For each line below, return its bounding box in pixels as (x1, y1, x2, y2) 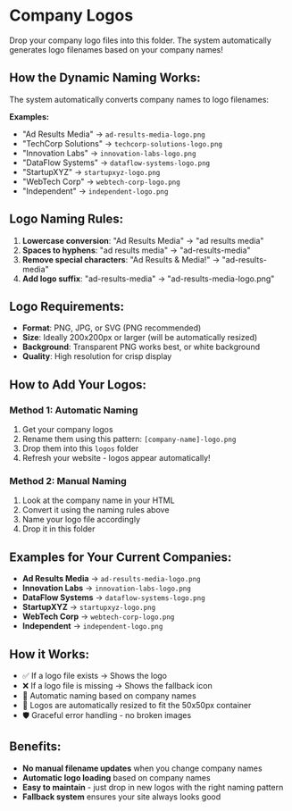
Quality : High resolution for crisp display (21, 351, 172, 362)
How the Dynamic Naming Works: (9, 71, 201, 86)
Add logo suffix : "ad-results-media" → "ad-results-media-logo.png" (21, 273, 275, 284)
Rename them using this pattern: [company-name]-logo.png (21, 434, 237, 445)
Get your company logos (21, 424, 113, 435)
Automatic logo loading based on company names (21, 772, 212, 782)
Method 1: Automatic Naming (9, 404, 138, 416)
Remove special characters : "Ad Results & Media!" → (21, 254, 221, 264)
